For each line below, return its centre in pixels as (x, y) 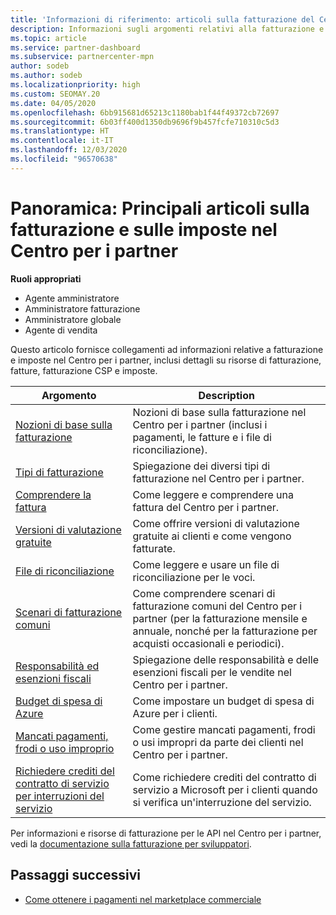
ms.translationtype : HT (60, 131)
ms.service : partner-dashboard (75, 47)
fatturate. (154, 548)
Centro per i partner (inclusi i (200, 424)
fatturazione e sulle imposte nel (144, 229)
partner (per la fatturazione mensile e (220, 618)
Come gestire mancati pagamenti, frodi (224, 729)
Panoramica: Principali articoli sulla (160, 208)
